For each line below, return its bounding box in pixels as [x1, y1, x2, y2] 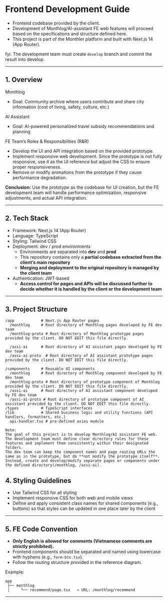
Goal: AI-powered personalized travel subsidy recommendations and [12, 123, 154, 129]
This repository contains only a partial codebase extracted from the [19, 254, 161, 260]
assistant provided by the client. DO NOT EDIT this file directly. [5, 401, 151, 406]
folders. [5, 445, 23, 450]
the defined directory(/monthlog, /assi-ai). [5, 463, 101, 468]
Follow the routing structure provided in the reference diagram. [12, 559, 142, 565]
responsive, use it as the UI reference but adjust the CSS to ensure [12, 159, 150, 165]
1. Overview [5, 76, 42, 84]
